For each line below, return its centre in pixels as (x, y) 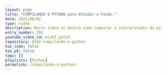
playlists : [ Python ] (27, 60)
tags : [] (14, 56)
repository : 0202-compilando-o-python (45, 42)
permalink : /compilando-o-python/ (41, 65)
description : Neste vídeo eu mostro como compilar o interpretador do (80, 28)
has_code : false (22, 46)
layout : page (19, 10)
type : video (17, 23)
